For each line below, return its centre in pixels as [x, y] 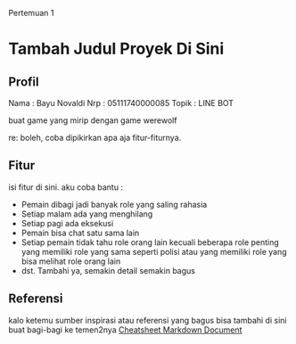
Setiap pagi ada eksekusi [67, 223]
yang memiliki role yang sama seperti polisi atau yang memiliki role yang [154, 251]
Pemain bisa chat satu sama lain [80, 233]
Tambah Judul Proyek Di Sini [116, 49]
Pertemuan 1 [31, 13]
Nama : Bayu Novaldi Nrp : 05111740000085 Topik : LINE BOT [121, 103]
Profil [24, 82]
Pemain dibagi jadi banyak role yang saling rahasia [114, 204]
